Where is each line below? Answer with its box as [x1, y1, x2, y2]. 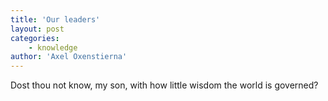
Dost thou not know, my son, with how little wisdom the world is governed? [10, 79, 319, 91]
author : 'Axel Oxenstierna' [10, 52, 128, 62]
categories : [10, 33, 60, 43]
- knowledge [28, 42, 78, 53]
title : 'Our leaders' [10, 14, 101, 25]
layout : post [10, 24, 65, 34]
